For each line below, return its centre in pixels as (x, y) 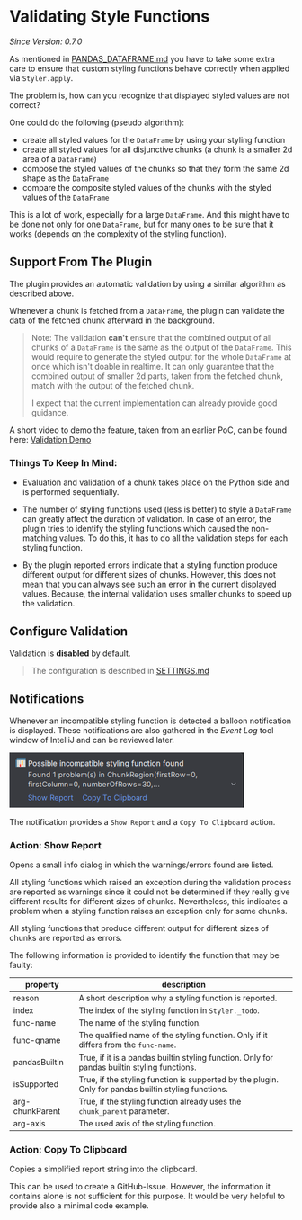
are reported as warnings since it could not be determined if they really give (150, 892)
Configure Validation (69, 632)
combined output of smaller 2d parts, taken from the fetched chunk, (157, 376)
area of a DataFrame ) (59, 158)
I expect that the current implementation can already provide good (154, 403)
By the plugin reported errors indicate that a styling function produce (150, 565)
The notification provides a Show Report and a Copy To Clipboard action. (142, 821)
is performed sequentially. (71, 492)
